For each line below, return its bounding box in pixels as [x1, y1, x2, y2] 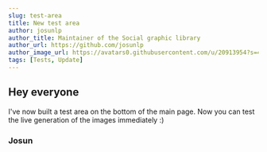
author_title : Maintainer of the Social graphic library [8, 33, 201, 42]
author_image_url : [8, 49, 69, 57]
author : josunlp [8, 26, 62, 34]
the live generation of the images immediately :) [8, 115, 164, 124]
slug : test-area [8, 11, 62, 20]
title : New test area [8, 19, 80, 27]
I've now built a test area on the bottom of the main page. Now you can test [8, 107, 255, 116]
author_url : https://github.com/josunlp [8, 41, 145, 49]
